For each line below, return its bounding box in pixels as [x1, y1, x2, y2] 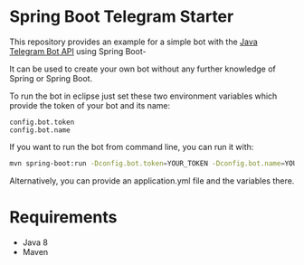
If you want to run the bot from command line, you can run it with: [9, 141, 254, 152]
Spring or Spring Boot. [9, 72, 93, 83]
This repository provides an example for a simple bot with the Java [9, 36, 258, 47]
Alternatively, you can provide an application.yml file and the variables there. [9, 175, 295, 186]
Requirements [9, 207, 118, 227]
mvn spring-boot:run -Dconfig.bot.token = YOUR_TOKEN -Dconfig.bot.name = [9, 158, 285, 168]
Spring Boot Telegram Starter [9, 6, 234, 27]
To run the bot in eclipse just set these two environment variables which [9, 90, 278, 101]
